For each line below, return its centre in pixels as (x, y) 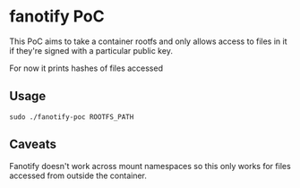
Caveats (33, 145)
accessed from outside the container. (78, 175)
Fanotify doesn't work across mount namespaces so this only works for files (150, 166)
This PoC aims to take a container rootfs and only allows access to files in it (148, 41)
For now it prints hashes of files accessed (86, 68)
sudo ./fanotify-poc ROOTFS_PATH (72, 117)
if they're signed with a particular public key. (91, 50)
